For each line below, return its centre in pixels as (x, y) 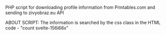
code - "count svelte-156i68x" (37, 28)
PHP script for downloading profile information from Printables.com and (80, 7)
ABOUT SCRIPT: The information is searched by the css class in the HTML (83, 23)
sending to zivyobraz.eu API (35, 13)
